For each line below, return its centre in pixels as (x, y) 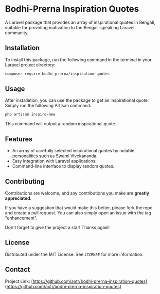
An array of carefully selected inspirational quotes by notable (73, 151)
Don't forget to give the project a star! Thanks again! (57, 227)
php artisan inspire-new (30, 114)
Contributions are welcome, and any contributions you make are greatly (77, 193)
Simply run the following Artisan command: (48, 106)
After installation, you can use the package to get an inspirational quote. (77, 100)
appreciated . (18, 198)
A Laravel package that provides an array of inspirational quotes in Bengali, (80, 22)
